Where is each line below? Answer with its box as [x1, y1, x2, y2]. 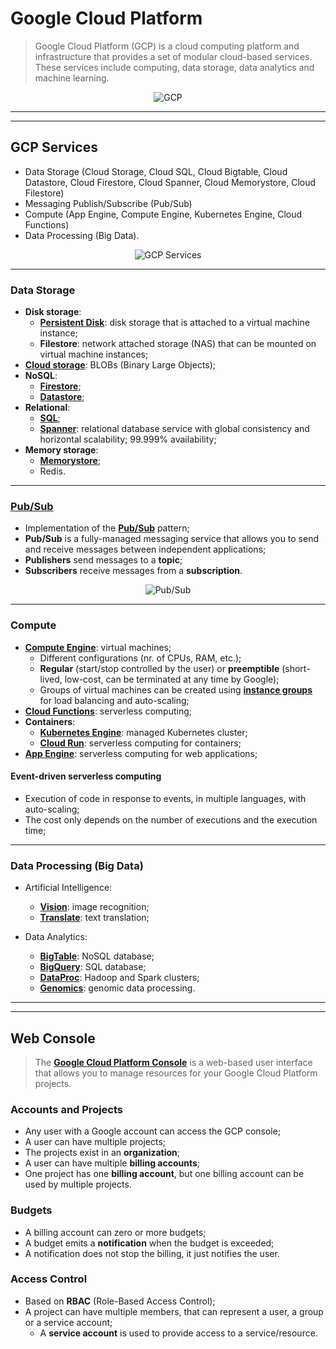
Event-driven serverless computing [10, 770, 162, 782]
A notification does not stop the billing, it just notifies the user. [24, 1247, 280, 1259]
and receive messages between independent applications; [24, 543, 267, 556]
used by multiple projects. [24, 1178, 132, 1191]
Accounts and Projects [10, 1102, 124, 1116]
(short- [281, 662, 311, 674]
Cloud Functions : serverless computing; [24, 705, 192, 717]
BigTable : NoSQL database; [39, 950, 155, 962]
